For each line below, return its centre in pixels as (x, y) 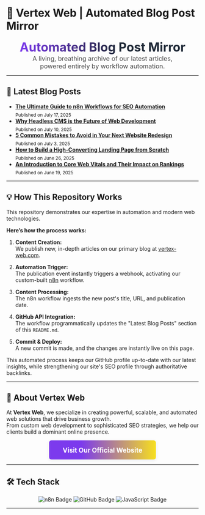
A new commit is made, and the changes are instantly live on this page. (105, 348)
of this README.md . (37, 330)
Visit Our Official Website (103, 450)
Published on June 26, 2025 (45, 158)
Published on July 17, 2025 (43, 115)
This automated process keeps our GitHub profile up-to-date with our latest (101, 360)
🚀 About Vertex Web (46, 398)
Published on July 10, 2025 (43, 129)
